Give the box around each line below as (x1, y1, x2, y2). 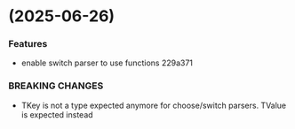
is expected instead (20, 109, 94, 120)
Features (8, 38, 48, 50)
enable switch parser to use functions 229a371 (20, 57, 193, 68)
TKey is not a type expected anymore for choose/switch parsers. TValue (20, 100, 287, 110)
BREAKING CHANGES (8, 80, 104, 92)
